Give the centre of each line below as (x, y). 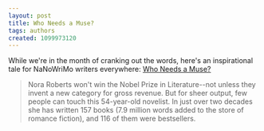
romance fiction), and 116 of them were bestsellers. (112, 119)
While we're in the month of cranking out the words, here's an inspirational (131, 61)
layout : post (30, 16)
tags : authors (32, 30)
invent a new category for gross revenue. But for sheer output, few (137, 93)
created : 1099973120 (43, 38)
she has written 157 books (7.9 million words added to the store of (136, 110)
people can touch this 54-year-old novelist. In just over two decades (140, 101)
